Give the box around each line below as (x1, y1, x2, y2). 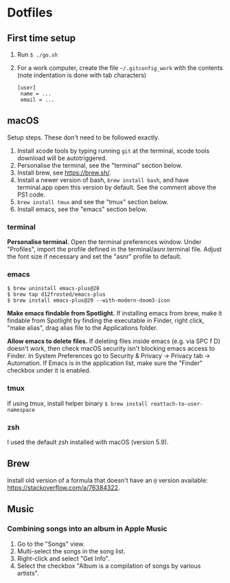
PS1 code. (16, 190, 46, 199)
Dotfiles (7, 5, 53, 21)
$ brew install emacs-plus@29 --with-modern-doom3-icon (7, 297, 170, 304)
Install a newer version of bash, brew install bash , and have (16, 175, 189, 184)
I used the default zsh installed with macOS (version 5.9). (7, 438, 169, 446)
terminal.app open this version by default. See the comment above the (16, 183, 216, 191)
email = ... (20, 96, 55, 103)
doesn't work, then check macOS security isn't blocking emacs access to (7, 344, 215, 353)
